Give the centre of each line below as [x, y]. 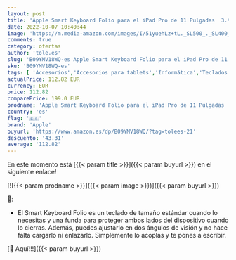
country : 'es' [28, 112]
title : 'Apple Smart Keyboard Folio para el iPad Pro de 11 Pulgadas [111, 20]
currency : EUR [28, 86]
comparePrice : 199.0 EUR [44, 99]
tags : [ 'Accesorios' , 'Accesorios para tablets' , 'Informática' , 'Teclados [118, 72]
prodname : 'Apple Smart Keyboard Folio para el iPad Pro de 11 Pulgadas [116, 105]
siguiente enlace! [32, 172]
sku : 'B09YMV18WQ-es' [39, 66]
